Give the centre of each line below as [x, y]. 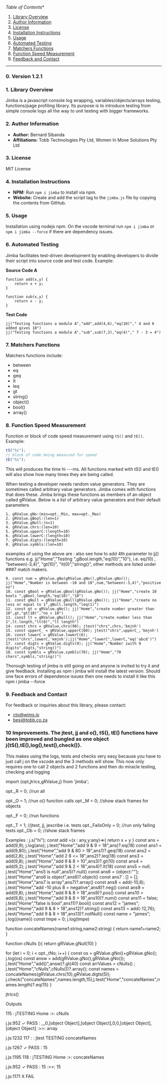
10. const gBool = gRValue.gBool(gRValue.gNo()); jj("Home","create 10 [81, 592]
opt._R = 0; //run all [25, 791]
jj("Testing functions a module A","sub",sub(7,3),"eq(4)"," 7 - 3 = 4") [83, 332]
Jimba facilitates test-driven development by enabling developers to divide [82, 255]
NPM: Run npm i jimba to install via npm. [55, 192]
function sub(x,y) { [27, 297]
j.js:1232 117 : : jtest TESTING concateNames [51, 1038]
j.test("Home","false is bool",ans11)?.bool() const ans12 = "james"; [73, 903]
